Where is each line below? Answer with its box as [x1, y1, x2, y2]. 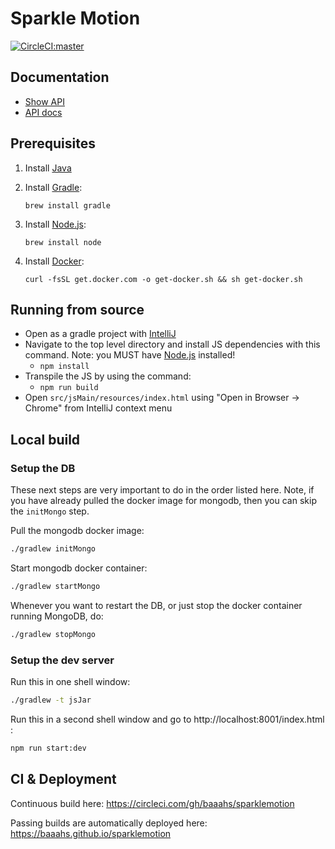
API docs [24, 106, 63, 118]
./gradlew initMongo [10, 544, 97, 554]
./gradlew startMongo [10, 581, 101, 591]
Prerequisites [10, 135, 96, 152]
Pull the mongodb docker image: [10, 525, 145, 537]
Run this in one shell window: [10, 675, 131, 687]
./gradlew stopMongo [10, 629, 97, 639]
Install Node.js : [24, 218, 87, 230]
